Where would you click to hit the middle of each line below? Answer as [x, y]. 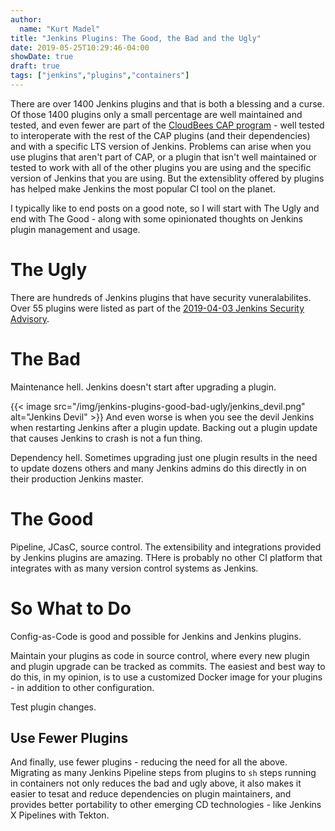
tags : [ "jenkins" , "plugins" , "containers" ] [100, 76]
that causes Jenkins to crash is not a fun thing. [106, 438]
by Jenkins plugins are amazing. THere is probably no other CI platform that [166, 557]
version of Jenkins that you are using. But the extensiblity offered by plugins [167, 178]
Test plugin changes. [53, 707]
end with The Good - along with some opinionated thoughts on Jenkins [156, 218]
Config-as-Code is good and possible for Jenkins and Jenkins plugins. [156, 636]
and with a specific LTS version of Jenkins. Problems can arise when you [161, 146]
